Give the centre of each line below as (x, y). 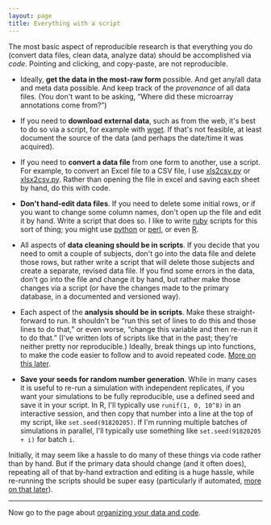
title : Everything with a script (65, 23)
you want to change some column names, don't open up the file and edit (141, 212)
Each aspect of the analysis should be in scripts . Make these (123, 312)
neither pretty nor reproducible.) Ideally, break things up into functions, (138, 346)
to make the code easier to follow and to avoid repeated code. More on (138, 355)
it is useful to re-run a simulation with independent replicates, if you (132, 388)
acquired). (37, 146)
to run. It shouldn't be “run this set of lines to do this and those (152, 321)
